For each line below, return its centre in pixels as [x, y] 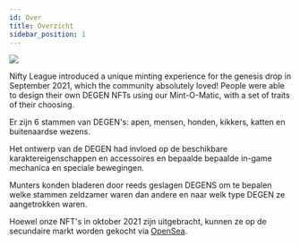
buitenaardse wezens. [50, 131]
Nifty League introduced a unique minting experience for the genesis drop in [150, 76]
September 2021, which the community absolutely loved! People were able [147, 86]
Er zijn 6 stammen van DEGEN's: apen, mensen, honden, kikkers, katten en [147, 122]
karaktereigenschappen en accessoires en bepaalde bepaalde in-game [141, 158]
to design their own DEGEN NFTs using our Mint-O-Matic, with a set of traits [150, 96]
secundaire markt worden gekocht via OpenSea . [99, 231]
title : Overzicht [42, 26]
